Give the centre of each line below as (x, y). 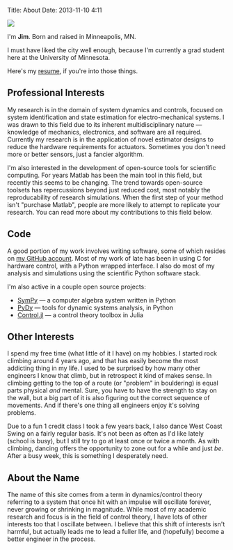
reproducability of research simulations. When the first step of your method (115, 197)
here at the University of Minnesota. (59, 58)
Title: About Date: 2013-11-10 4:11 (55, 10)
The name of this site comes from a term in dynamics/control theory (105, 495)
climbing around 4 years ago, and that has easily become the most (103, 361)
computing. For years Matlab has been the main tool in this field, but (105, 175)
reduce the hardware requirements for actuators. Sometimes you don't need (116, 146)
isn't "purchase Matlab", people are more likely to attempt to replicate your (114, 204)
